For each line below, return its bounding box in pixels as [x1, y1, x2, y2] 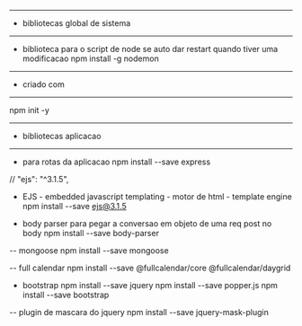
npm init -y [9, 105, 49, 115]
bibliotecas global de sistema [22, 18, 131, 28]
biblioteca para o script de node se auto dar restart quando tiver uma [22, 44, 279, 54]
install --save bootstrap [22, 289, 110, 300]
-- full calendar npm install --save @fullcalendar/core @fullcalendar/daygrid [9, 262, 291, 273]
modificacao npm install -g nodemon [22, 53, 159, 64]
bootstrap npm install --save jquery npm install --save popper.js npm [22, 280, 279, 290]
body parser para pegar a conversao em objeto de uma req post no [22, 218, 272, 229]
